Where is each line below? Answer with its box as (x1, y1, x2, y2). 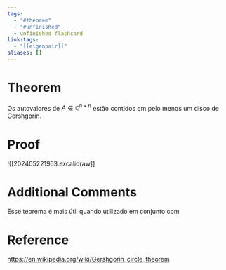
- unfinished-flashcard (13, 29, 83, 37)
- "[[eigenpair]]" (13, 43, 68, 50)
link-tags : (7, 36, 39, 43)
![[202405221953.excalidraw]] (7, 159, 95, 168)
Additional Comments (7, 184, 137, 200)
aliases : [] (7, 50, 42, 57)
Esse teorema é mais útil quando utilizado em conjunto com (7, 208, 180, 216)
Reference (7, 232, 69, 248)
